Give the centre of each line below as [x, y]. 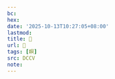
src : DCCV [21, 58]
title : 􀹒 [20, 39]
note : [15, 65]
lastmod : [20, 33]
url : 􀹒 [17, 45]
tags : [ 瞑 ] [22, 52]
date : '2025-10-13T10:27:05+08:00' [58, 26]
